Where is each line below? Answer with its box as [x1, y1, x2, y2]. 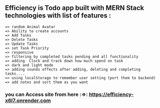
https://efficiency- [88, 91, 134, 98]
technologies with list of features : [5, 12, 111, 20]
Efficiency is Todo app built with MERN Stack [5, 4, 144, 12]
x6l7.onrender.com [5, 97, 51, 104]
